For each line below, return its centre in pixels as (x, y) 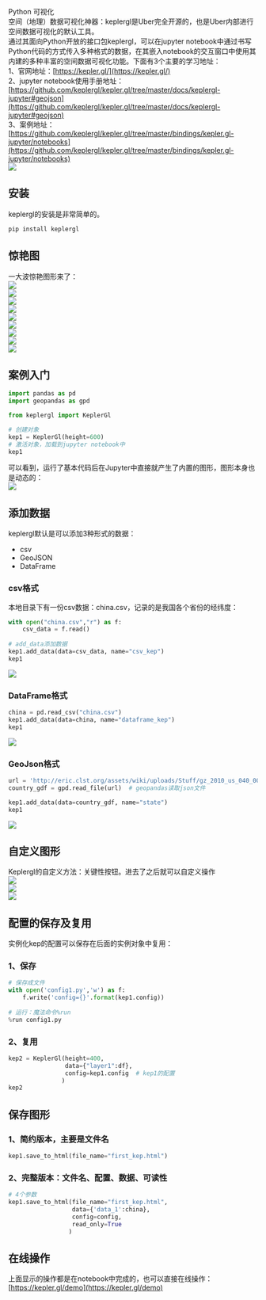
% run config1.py (35, 1020)
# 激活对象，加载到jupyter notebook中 (66, 444)
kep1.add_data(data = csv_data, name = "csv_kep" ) (86, 652)
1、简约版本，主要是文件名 (59, 1139)
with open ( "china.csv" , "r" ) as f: (65, 622)
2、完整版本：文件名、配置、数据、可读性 (88, 1177)
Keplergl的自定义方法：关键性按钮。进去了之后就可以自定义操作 (112, 872)
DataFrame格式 (38, 696)
